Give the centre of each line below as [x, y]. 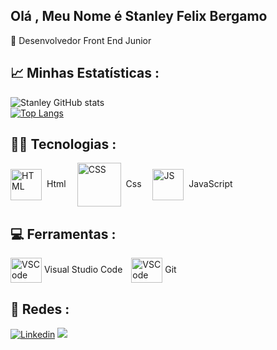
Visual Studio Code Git [110, 270]
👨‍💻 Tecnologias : [63, 144]
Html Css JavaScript [139, 184]
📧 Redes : [40, 309]
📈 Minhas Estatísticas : [85, 73]
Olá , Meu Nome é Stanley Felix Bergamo [139, 16]
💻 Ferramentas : [63, 234]
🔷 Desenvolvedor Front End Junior [81, 40]
